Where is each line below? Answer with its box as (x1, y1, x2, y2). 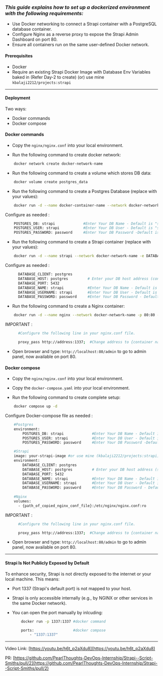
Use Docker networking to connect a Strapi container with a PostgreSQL (12, 21, 157, 27)
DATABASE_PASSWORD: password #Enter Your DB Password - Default (17, 294, 160, 300)
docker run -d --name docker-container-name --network (14, 203, 127, 208)
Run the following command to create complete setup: (12, 394, 121, 400)
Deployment (5, 95, 31, 101)
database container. (12, 26, 52, 32)
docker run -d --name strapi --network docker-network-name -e (14, 254, 145, 259)
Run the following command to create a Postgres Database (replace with (12, 188, 157, 194)
